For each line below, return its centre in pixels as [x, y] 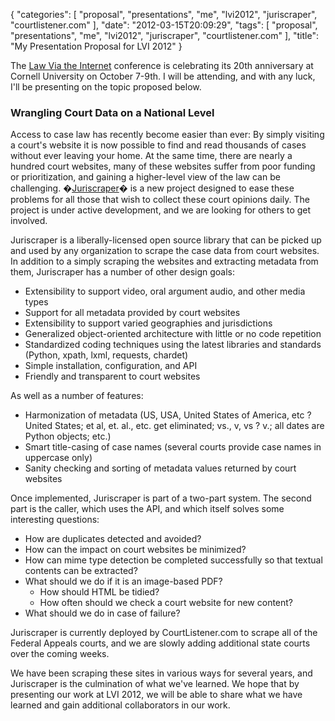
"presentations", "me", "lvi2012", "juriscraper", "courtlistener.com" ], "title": [164, 35]
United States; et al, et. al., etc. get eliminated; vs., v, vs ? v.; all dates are [174, 426]
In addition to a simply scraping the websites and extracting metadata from [164, 261]
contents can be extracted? [81, 571]
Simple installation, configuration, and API [111, 366]
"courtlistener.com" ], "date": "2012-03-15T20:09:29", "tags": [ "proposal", [164, 25]
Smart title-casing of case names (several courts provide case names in [173, 447]
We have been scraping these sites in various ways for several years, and [161, 673]
